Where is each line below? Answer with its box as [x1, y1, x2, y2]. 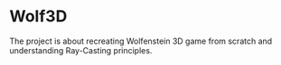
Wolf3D [9, 6, 68, 27]
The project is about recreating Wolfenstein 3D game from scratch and [9, 36, 273, 46]
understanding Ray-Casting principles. [9, 45, 153, 55]
